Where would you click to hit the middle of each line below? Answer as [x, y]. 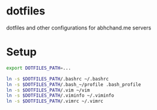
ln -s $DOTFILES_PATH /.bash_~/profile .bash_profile [74, 84]
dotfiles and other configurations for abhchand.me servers [79, 28]
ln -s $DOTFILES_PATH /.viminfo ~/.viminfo [60, 96]
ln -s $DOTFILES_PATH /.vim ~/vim [48, 90]
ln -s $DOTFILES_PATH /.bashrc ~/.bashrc [58, 79]
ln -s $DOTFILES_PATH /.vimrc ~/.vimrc [55, 101]
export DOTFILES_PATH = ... [38, 68]
